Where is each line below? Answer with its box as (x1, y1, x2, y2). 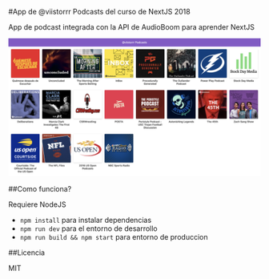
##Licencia (8, 248, 46, 257)
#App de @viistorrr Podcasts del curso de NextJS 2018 (8, 7, 191, 16)
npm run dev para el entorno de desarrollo (19, 224, 158, 233)
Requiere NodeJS (8, 200, 66, 209)
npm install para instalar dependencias (19, 215, 152, 224)
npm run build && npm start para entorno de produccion (19, 232, 208, 241)
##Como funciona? (8, 184, 72, 193)
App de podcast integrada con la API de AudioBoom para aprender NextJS (8, 22, 255, 31)
